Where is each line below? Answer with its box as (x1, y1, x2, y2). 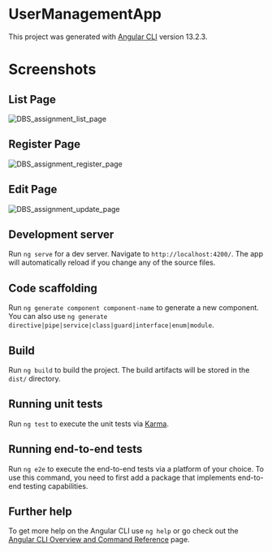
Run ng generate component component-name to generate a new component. (8, 303, 260, 313)
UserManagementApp (8, 5, 162, 24)
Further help (8, 505, 73, 519)
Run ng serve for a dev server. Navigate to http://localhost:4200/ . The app (8, 249, 264, 259)
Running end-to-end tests (8, 442, 143, 456)
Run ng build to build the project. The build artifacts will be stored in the (8, 365, 250, 374)
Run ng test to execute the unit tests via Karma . (8, 419, 169, 429)
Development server (8, 227, 114, 241)
